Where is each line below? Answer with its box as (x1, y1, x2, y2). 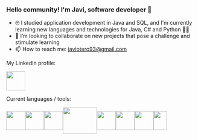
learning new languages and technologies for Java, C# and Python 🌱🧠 (14, 26, 190, 33)
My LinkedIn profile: (6, 60, 56, 67)
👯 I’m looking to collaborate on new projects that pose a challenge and (14, 33, 190, 40)
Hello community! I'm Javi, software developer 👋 (6, 5, 152, 14)
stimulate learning (14, 39, 60, 46)
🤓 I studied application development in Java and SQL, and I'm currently (14, 19, 193, 27)
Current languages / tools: (6, 95, 71, 103)
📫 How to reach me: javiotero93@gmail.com (14, 45, 127, 53)
